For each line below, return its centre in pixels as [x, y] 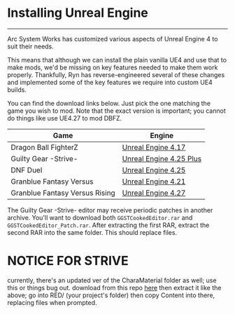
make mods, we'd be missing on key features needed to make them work [113, 67]
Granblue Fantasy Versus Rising [63, 193]
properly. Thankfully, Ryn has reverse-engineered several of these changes [116, 74]
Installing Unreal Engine [78, 13]
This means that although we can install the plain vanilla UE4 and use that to [117, 60]
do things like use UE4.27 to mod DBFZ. [65, 118]
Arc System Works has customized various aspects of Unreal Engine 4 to [113, 39]
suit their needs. [30, 46]
